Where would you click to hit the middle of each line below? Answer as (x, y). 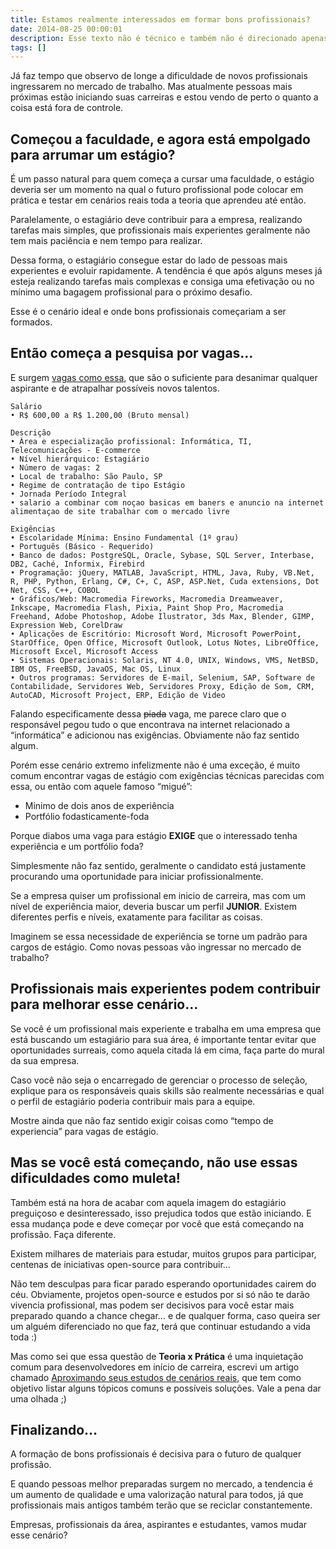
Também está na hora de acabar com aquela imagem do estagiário (148, 1202)
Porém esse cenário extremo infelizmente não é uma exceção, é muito (155, 765)
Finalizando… (54, 1429)
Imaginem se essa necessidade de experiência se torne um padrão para (159, 936)
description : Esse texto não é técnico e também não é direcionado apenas (169, 38)
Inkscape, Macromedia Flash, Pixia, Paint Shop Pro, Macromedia (147, 607)
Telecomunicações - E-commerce (75, 450)
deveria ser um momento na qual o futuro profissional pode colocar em (157, 190)
